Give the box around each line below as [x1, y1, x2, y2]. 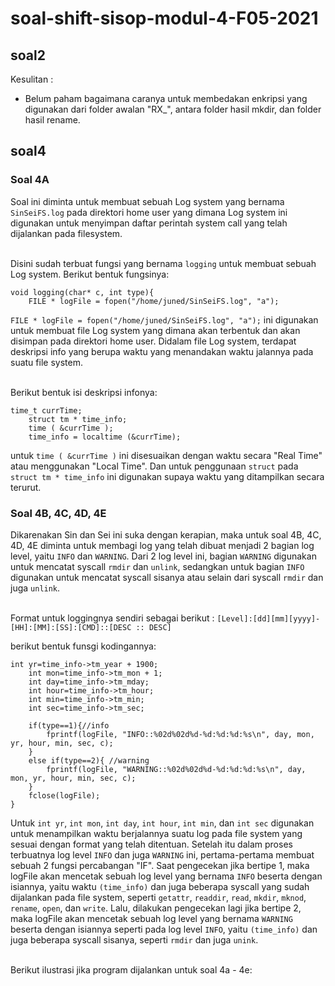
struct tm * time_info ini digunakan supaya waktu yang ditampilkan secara [10, 470, 325, 482]
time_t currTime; [10, 405, 83, 416]
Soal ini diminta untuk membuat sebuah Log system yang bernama [10, 195, 285, 207]
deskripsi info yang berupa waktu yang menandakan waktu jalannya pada [10, 345, 314, 357]
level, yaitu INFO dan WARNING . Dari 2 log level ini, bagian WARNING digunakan [10, 550, 317, 562]
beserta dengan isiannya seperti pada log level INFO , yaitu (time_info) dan [10, 923, 318, 935]
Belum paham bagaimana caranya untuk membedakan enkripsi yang [24, 93, 308, 104]
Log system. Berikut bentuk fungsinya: [10, 268, 170, 280]
